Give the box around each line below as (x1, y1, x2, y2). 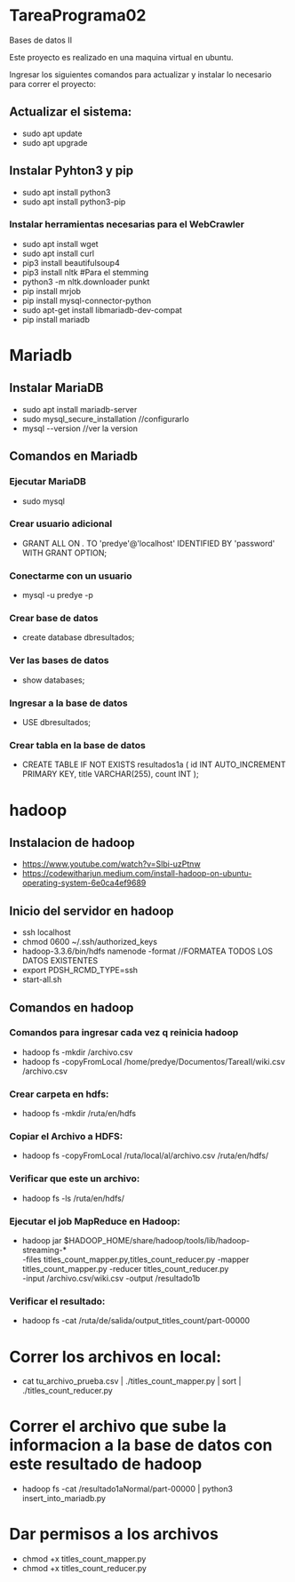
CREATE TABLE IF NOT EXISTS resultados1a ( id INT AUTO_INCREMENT (21, 759, 286, 770)
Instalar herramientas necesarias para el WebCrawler (9, 219, 245, 231)
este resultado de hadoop (9, 1454, 203, 1474)
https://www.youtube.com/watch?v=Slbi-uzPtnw (21, 859, 202, 869)
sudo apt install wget (21, 238, 100, 249)
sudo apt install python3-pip (21, 196, 126, 207)
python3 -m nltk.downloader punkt (21, 276, 150, 287)
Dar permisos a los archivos (9, 1524, 219, 1545)
